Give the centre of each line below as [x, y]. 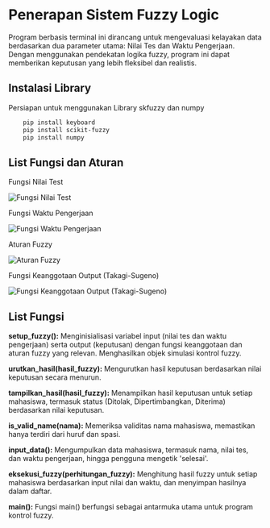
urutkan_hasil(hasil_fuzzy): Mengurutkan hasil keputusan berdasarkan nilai [135, 369]
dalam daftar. [30, 491]
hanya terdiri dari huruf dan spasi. [64, 434]
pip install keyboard [59, 123]
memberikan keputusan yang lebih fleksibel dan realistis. [103, 63]
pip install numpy [54, 137]
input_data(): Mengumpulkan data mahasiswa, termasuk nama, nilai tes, [129, 450]
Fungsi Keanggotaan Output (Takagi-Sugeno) [84, 276]
